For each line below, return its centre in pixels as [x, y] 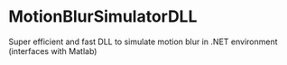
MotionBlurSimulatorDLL [103, 17]
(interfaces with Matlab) [53, 51]
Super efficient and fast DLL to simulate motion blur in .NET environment [143, 42]
